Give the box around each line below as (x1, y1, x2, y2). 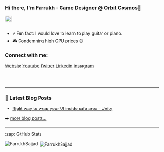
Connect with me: (5, 52, 48, 59)
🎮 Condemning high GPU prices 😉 (12, 38, 84, 43)
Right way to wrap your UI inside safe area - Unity (12, 105, 113, 111)
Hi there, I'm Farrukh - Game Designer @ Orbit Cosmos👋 (5, 4, 141, 11)
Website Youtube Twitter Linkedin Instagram (5, 63, 94, 69)
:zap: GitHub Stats (5, 131, 42, 137)
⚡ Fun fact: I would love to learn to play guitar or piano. (12, 30, 123, 36)
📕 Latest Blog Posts (5, 94, 52, 101)
